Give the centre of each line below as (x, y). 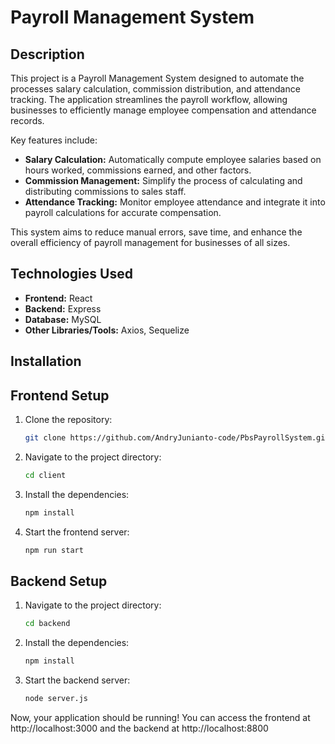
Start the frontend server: (77, 532)
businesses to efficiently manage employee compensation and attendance (163, 110)
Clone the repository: (68, 420)
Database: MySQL (63, 319)
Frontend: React (58, 298)
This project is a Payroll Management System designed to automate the (157, 78)
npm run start (54, 550)
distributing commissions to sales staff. (105, 191)
